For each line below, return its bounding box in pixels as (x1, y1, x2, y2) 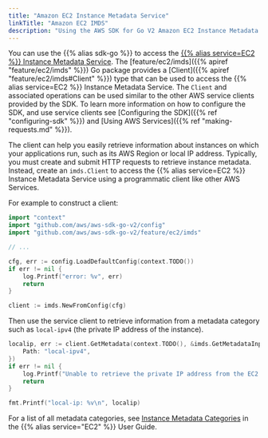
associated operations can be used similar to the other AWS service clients (8, 91, 255, 101)
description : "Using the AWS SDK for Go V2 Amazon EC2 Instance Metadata (8, 26, 259, 34)
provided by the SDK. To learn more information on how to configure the (8, 99, 246, 109)
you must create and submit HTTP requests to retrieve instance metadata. (8, 157, 251, 167)
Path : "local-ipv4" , (22, 348, 91, 356)
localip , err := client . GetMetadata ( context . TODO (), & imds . (8, 340, 213, 348)
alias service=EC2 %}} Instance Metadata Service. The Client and (8, 82, 227, 92)
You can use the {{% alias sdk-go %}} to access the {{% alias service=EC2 (8, 49, 255, 58)
